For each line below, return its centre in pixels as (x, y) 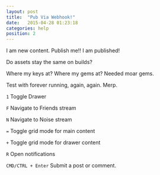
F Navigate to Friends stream (41, 108)
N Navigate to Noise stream (39, 120)
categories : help (28, 28)
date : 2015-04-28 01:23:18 (42, 23)
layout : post (22, 12)
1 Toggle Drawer (26, 97)
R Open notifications (31, 154)
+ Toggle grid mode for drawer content (53, 142)
